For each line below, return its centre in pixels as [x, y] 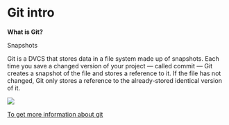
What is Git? [25, 32]
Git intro [31, 13]
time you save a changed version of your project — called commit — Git [110, 66]
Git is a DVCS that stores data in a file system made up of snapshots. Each [113, 58]
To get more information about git [55, 114]
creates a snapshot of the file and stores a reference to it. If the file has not [114, 73]
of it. [14, 88]
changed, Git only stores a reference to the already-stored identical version [114, 80]
